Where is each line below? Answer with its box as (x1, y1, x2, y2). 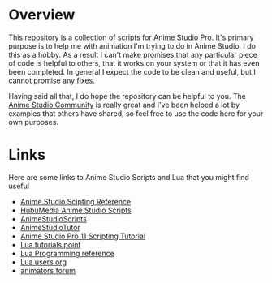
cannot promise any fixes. (8, 75, 95, 85)
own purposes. (8, 117, 59, 126)
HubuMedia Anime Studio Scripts (19, 205, 132, 215)
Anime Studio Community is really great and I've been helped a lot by (8, 100, 240, 109)
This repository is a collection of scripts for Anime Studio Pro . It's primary (8, 32, 254, 42)
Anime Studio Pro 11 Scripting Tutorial (19, 231, 146, 241)
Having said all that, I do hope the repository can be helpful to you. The (8, 91, 246, 101)
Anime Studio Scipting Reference (19, 196, 132, 206)
